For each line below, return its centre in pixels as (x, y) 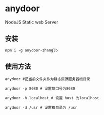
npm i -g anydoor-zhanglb (31, 50)
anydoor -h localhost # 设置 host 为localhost (52, 98)
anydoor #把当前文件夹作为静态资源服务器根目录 (48, 79)
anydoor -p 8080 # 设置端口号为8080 (40, 89)
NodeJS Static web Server (32, 22)
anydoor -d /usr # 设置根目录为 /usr (41, 107)
